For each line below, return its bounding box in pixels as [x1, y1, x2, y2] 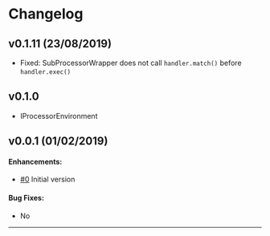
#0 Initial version [19, 174, 76, 185]
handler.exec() [19, 68, 72, 76]
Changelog [8, 5, 84, 23]
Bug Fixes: [8, 193, 44, 202]
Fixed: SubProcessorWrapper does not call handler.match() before [19, 58, 243, 67]
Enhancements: [8, 157, 63, 166]
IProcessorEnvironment [19, 111, 98, 120]
